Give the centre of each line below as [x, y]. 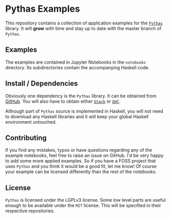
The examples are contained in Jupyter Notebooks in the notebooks [76, 62]
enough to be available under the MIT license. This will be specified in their [83, 206]
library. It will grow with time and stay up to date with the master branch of [83, 28]
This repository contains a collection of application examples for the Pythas [84, 23]
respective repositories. [30, 211]
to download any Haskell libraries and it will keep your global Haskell [77, 116]
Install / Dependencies [41, 84]
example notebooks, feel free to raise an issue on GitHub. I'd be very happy [84, 155]
